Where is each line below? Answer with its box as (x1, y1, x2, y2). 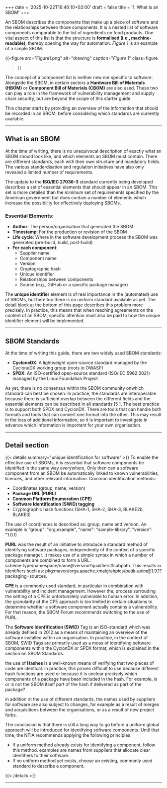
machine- (131, 35, 152, 41)
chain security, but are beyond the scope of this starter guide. (5, 95, 132, 101)
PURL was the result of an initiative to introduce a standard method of (5, 541, 148, 547)
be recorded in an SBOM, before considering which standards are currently (5, 110, 160, 116)
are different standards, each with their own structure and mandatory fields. (5, 159, 161, 165)
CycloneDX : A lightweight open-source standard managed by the (12, 359, 147, 365)
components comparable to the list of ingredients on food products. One (5, 30, 154, 35)
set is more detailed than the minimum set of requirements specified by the (5, 189, 159, 195)
